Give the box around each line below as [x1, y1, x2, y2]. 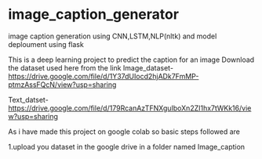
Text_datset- [8, 95, 49, 104]
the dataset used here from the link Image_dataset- [8, 63, 174, 72]
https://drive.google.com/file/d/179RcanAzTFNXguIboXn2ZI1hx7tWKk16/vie [8, 103, 252, 113]
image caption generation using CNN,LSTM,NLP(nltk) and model [8, 31, 217, 41]
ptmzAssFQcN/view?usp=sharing [8, 80, 117, 89]
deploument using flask [8, 39, 84, 49]
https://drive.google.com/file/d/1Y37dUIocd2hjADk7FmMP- [8, 71, 199, 81]
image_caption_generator [8, 5, 179, 23]
